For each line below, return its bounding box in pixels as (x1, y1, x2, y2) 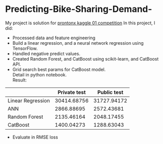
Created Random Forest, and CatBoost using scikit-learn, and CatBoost (12, 56, 159, 62)
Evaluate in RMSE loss (12, 134, 58, 140)
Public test (97, 88, 124, 95)
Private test (57, 88, 86, 95)
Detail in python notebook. (12, 72, 67, 77)
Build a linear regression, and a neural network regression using (12, 40, 144, 46)
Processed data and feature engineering (12, 35, 96, 41)
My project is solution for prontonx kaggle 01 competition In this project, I (5, 20, 156, 26)
